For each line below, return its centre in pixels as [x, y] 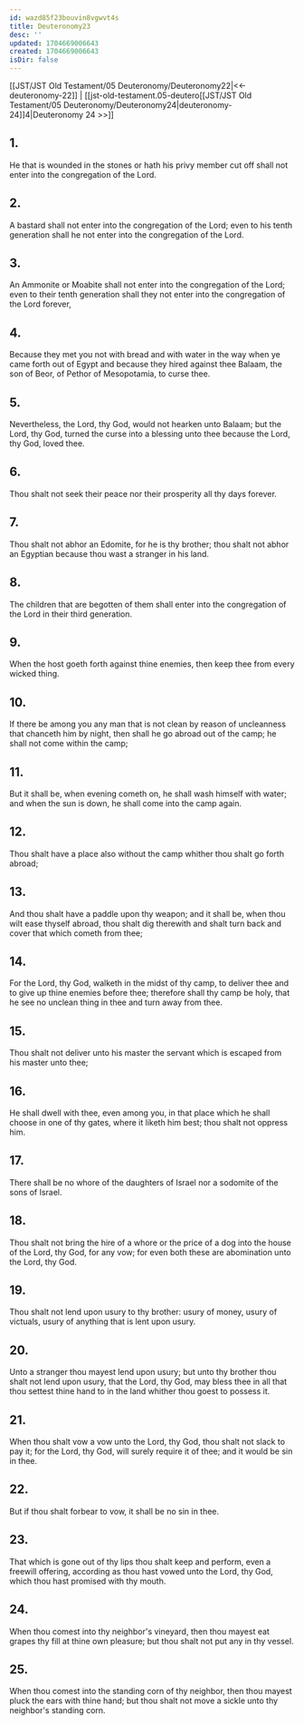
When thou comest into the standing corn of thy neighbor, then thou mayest [151, 1691]
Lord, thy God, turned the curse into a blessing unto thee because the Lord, [150, 434]
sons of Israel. [36, 1192]
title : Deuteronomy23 [50, 26]
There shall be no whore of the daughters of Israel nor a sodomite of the [144, 1182]
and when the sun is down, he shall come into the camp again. [126, 803]
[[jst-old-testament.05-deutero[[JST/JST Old [168, 95]
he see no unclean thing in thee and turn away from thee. [116, 1002]
